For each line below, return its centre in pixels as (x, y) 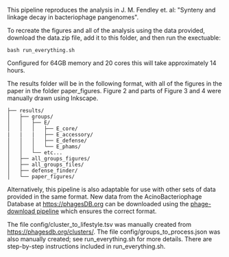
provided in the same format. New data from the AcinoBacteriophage (105, 197)
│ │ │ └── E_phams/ (44, 147)
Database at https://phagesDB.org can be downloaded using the (98, 204)
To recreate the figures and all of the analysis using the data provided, (106, 30)
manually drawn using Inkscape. (53, 98)
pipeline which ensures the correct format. (97, 211)
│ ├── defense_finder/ (43, 171)
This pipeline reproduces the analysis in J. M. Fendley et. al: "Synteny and (111, 10)
